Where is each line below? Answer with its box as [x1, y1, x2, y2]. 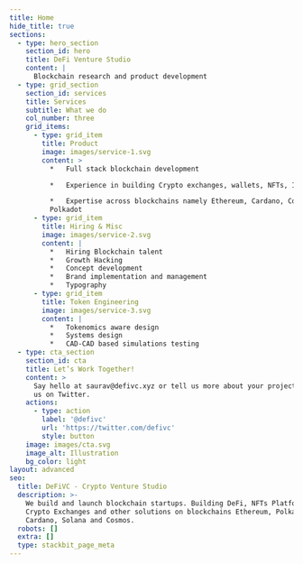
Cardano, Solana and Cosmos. [25, 515, 135, 524]
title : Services [25, 97, 87, 106]
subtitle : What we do [25, 106, 106, 115]
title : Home [9, 13, 54, 23]
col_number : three [25, 114, 95, 123]
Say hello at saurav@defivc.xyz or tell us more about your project [32, 381, 297, 391]
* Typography [49, 281, 106, 290]
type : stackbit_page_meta [17, 541, 115, 550]
